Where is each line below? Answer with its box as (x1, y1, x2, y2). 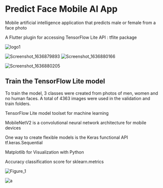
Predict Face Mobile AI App (5, 3, 118, 15)
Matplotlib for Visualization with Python (5, 149, 84, 155)
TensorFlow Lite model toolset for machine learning (5, 110, 109, 116)
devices (5, 125, 21, 131)
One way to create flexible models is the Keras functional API (5, 134, 128, 140)
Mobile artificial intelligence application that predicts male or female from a (5, 20, 156, 26)
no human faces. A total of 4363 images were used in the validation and (5, 95, 150, 101)
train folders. (5, 101, 31, 107)
